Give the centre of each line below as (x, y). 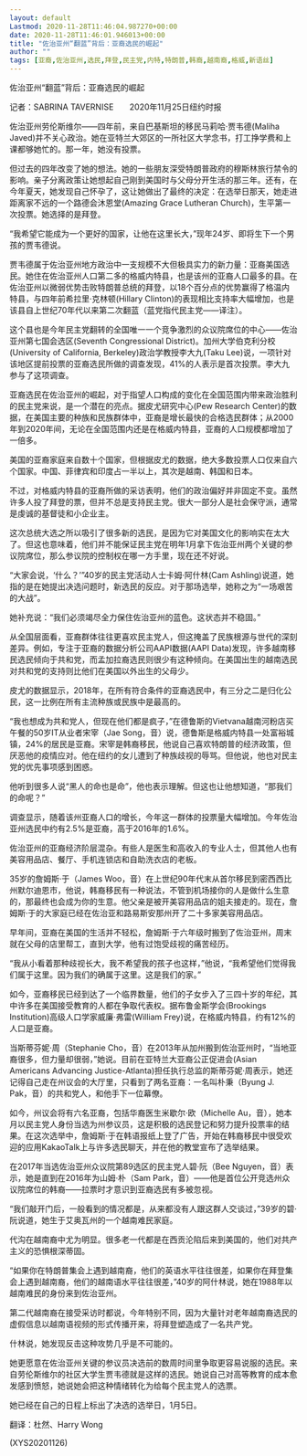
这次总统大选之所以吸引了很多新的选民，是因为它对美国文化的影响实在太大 (149, 533)
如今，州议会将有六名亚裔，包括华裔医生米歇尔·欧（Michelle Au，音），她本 (151, 1113)
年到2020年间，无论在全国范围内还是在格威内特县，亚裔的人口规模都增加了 (152, 429)
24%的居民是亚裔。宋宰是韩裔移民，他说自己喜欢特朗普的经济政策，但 (159, 744)
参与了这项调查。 (42, 375)
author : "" (30, 52)
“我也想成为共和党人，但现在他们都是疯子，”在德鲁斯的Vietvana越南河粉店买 (152, 721)
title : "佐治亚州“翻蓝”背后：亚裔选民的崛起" (87, 43)
